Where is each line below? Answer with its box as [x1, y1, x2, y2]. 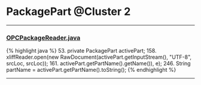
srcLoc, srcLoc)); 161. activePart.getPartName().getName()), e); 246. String [6, 60, 191, 67]
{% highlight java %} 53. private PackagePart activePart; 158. [6, 47, 157, 54]
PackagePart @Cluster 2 [6, 5, 131, 19]
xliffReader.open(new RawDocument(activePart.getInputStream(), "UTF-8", [6, 53, 192, 61]
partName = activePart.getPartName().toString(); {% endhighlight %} [6, 66, 176, 74]
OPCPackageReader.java [6, 34, 81, 42]
